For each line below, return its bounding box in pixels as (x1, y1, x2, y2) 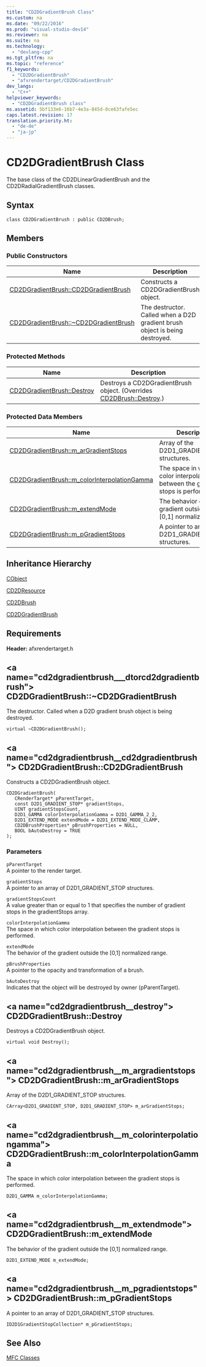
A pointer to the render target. (6, 867, 82, 874)
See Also (6, 1338, 41, 1349)
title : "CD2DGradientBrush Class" (6, 9, 95, 15)
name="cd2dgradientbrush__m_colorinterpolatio (6, 1129, 199, 1140)
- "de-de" (12, 124, 37, 130)
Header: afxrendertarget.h (6, 645, 74, 652)
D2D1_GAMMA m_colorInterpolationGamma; (6, 1193, 109, 1199)
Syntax (6, 200, 34, 211)
